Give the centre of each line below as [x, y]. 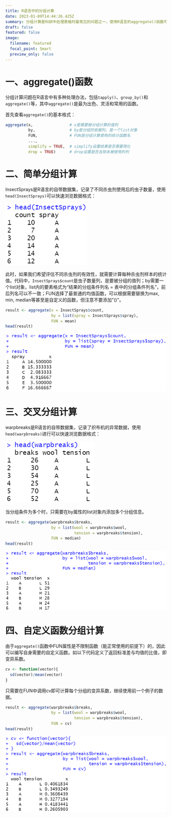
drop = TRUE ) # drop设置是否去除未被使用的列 [79, 152]
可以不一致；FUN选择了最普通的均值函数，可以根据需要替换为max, [89, 293]
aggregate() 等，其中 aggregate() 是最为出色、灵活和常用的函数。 [73, 103]
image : [12, 38]
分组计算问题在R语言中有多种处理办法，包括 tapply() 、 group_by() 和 [77, 97]
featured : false [23, 33]
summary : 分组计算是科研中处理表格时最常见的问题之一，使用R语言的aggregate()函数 [85, 22]
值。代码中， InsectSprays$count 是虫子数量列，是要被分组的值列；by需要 [82, 281]
